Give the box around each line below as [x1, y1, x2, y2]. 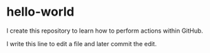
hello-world [6, 4, 75, 20]
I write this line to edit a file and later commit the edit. [6, 39, 157, 48]
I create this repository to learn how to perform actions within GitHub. [6, 26, 204, 35]
